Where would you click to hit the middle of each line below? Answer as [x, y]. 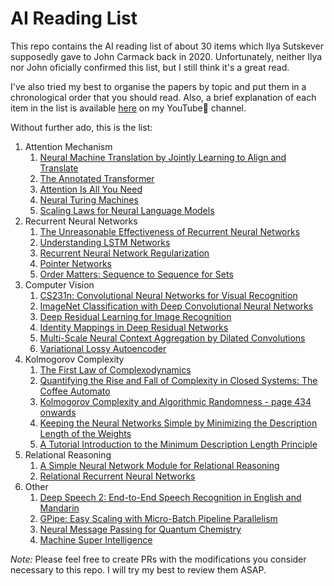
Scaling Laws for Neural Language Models [127, 210]
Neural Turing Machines [89, 199]
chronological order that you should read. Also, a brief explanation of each [163, 97]
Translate [59, 168]
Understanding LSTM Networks [105, 242]
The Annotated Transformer [97, 178]
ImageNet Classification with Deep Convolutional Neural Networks [176, 306]
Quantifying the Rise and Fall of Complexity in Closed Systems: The [178, 380]
